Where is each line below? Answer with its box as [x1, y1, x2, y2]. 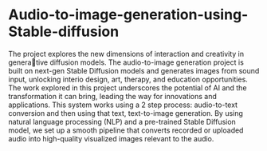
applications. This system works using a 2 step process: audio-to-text [8, 100, 238, 109]
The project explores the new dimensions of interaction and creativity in [8, 49, 245, 58]
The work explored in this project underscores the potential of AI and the [8, 82, 247, 93]
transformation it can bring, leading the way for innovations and [8, 91, 217, 101]
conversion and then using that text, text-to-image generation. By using [8, 108, 243, 117]
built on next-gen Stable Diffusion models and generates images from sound [8, 66, 260, 75]
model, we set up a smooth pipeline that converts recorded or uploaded [8, 125, 244, 135]
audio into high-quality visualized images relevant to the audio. [8, 133, 214, 143]
